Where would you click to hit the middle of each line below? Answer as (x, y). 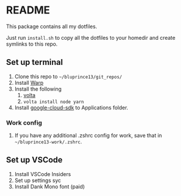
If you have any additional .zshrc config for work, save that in (88, 136)
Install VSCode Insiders (43, 174)
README (28, 10)
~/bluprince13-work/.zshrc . (48, 142)
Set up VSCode (34, 160)
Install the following (38, 89)
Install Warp (29, 82)
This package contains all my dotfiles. (52, 26)
